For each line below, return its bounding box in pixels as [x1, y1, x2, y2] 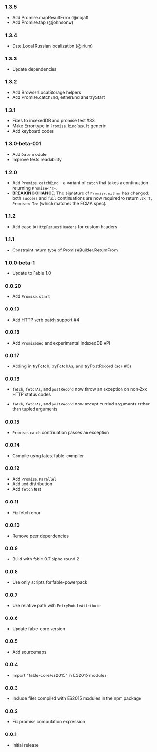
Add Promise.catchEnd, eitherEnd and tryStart [12, 95, 105, 100]
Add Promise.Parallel [12, 476, 57, 482]
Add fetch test [12, 486, 41, 492]
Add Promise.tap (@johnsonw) [12, 19, 74, 25]
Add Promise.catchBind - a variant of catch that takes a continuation [12, 180, 148, 186]
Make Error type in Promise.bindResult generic [12, 123, 106, 129]
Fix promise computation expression [12, 719, 85, 725]
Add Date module [12, 151, 47, 157]
